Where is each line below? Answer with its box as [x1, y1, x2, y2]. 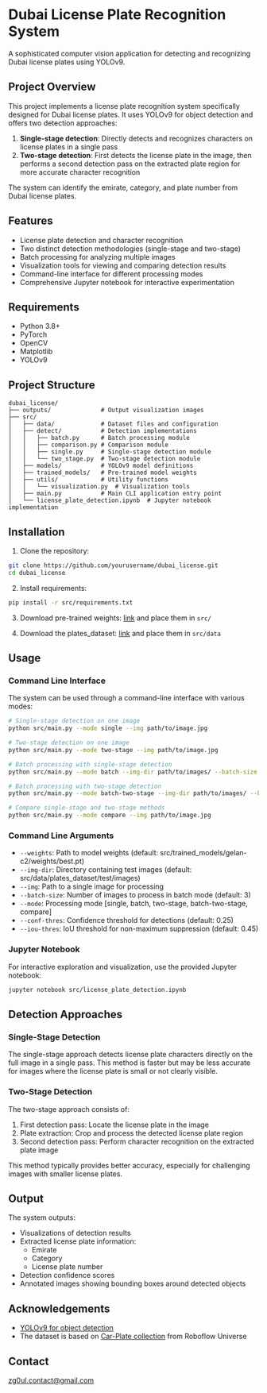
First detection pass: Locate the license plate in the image [19, 1120, 209, 1129]
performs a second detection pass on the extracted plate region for [19, 159, 241, 168]
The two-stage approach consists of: [8, 1104, 130, 1113]
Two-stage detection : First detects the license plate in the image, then [19, 150, 252, 160]
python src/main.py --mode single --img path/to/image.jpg [8, 724, 208, 732]
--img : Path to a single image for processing [19, 882, 164, 891]
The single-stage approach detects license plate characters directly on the [8, 1050, 253, 1059]
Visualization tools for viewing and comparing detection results [19, 260, 226, 270]
